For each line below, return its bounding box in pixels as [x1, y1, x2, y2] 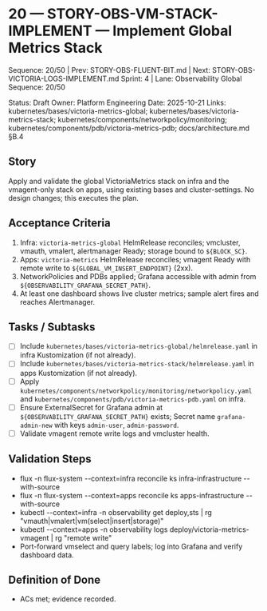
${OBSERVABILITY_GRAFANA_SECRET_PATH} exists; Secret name [19, 411, 216, 421]
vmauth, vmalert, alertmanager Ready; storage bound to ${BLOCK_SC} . [19, 246, 248, 256]
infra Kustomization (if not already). [19, 350, 136, 360]
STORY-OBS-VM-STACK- [46, 5, 218, 23]
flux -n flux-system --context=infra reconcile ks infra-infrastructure [19, 473, 242, 483]
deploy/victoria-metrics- [169, 525, 249, 534]
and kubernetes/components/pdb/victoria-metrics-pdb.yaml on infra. [19, 393, 246, 404]
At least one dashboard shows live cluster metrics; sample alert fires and [19, 289, 259, 298]
